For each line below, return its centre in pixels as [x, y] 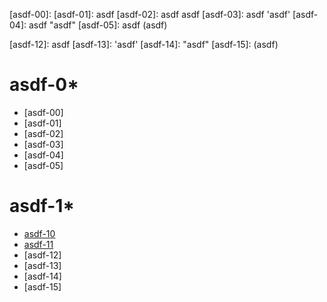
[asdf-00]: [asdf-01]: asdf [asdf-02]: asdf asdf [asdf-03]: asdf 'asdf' [150, 14]
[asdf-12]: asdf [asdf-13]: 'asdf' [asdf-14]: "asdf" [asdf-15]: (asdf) [144, 44]
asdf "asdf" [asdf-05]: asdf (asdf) [98, 25]
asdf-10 [39, 233]
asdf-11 [38, 244]
